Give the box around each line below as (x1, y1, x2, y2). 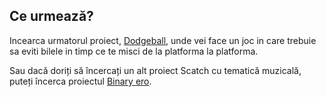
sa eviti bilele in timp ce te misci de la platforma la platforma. (9, 45, 259, 57)
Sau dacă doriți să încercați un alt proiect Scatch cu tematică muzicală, (9, 64, 302, 76)
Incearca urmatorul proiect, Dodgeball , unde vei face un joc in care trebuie (9, 34, 317, 46)
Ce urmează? (9, 8, 94, 25)
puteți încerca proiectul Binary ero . (9, 75, 152, 87)
